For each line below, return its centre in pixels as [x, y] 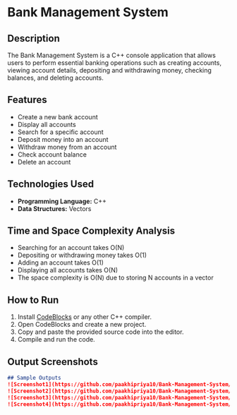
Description [34, 38]
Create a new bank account [57, 116]
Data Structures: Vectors [54, 208]
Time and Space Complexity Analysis [91, 231]
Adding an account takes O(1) [61, 263]
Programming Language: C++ [62, 201]
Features [27, 100]
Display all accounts [47, 124]
